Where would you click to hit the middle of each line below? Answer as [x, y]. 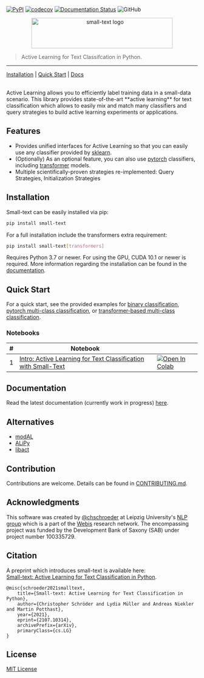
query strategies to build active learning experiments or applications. [92, 112]
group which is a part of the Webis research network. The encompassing [98, 523]
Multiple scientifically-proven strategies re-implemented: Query [94, 172]
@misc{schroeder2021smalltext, [46, 588]
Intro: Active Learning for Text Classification [82, 359]
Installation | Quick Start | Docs [45, 74]
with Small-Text [42, 366]
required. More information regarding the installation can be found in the [97, 264]
